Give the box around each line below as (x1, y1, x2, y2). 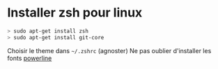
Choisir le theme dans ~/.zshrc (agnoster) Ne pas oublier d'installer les (7, 46, 212, 55)
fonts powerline (7, 54, 52, 62)
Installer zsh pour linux (7, 5, 143, 21)
